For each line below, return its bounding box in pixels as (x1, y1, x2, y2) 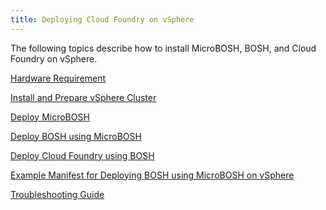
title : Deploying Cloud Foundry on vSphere (10, 14, 195, 25)
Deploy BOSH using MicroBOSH (10, 130, 142, 142)
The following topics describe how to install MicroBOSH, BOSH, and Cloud (10, 42, 317, 54)
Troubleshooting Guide (10, 188, 105, 200)
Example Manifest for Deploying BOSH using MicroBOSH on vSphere (10, 169, 295, 181)
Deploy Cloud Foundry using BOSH (10, 149, 155, 161)
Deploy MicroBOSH (10, 111, 90, 123)
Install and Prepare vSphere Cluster (10, 91, 157, 103)
